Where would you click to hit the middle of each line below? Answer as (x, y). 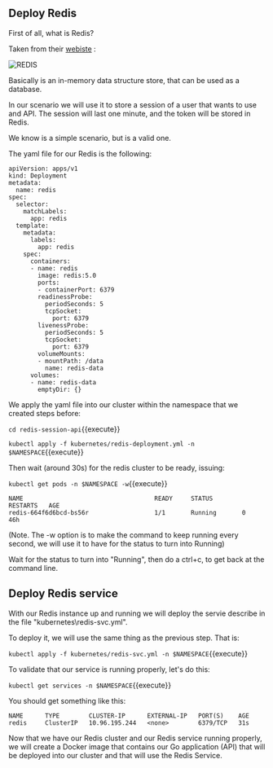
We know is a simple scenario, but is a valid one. (90, 138)
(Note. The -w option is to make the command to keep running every (123, 535)
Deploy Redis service (63, 594)
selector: (32, 204)
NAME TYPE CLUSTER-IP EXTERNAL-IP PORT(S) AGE (129, 716)
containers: (50, 261)
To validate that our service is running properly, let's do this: (109, 669)
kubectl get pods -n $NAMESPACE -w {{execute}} (88, 483)
